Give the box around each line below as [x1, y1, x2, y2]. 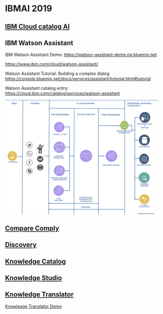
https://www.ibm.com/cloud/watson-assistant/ [5, 61, 98, 67]
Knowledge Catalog [5, 257, 66, 266]
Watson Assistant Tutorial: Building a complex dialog [5, 71, 110, 77]
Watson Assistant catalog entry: [5, 85, 69, 91]
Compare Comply [5, 224, 60, 232]
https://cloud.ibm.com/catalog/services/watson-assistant [5, 91, 120, 97]
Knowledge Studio [5, 274, 62, 282]
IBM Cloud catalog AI [5, 22, 70, 31]
